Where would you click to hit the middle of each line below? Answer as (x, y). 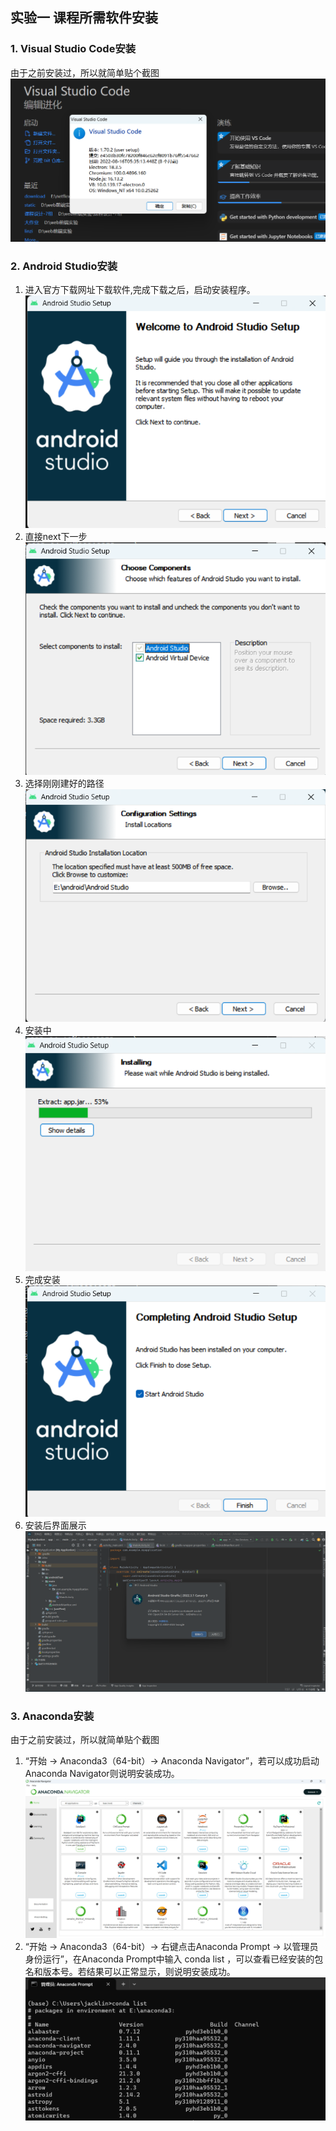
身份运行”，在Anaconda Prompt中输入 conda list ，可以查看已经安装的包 (174, 1959)
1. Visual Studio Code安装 (73, 49)
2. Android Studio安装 (64, 266)
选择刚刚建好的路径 (64, 783)
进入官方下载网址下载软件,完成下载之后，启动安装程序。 (140, 290)
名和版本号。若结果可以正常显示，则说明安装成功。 (130, 1972)
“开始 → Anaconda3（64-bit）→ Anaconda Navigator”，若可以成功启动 (172, 1760)
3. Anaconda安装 (52, 1716)
